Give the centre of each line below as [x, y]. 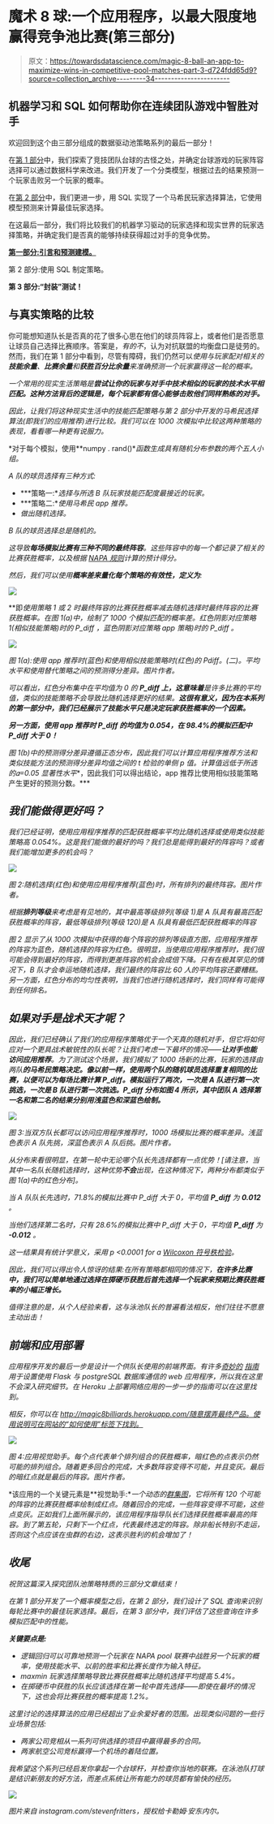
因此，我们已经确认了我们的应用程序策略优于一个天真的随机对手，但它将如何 [136, 1039]
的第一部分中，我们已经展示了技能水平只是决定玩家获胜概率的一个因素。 [129, 708]
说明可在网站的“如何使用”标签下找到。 [79, 1424]
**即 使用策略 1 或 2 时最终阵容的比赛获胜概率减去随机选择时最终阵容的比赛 [133, 607]
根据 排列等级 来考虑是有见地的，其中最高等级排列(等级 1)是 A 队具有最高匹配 [135, 912]
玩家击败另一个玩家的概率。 [61, 180]
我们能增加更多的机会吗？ [51, 852]
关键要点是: [28, 1638]
